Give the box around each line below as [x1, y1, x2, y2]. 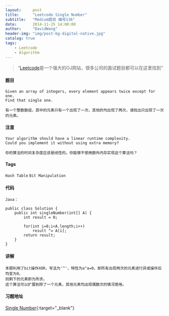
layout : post [5, 7, 42, 13]
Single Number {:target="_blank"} [5, 305, 75, 311]
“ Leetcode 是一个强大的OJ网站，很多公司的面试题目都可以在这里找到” [17, 65, 163, 71]
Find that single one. [5, 98, 53, 103]
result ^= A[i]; [32, 228, 67, 234]
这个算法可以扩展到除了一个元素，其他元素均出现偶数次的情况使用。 [5, 282, 126, 287]
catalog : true [5, 36, 36, 41]
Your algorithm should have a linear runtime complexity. [5, 136, 130, 141]
